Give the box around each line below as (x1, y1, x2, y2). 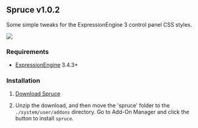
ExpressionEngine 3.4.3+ (15, 61, 79, 69)
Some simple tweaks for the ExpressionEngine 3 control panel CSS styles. (6, 21, 193, 28)
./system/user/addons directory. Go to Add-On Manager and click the (15, 109, 190, 116)
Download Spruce (15, 90, 61, 98)
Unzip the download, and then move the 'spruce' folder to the (15, 102, 170, 109)
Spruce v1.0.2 (6, 5, 60, 15)
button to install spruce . (15, 115, 74, 122)
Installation (6, 76, 41, 85)
